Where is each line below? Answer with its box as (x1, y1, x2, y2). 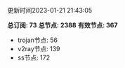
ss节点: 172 (17, 53, 51, 62)
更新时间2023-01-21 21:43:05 (7, 6, 93, 14)
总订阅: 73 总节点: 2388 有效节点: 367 (7, 21, 118, 29)
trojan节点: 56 (17, 36, 58, 44)
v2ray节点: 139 (17, 45, 60, 53)
